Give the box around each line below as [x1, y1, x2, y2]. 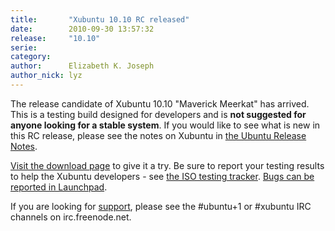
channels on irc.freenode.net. [10, 211, 132, 223]
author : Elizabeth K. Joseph [10, 61, 155, 71]
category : [10, 52, 52, 62]
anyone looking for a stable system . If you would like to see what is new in [10, 119, 321, 131]
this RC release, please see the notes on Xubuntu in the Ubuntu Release [10, 129, 307, 141]
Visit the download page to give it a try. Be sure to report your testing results [10, 159, 325, 171]
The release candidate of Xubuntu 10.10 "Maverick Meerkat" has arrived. [10, 97, 310, 110]
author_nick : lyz [10, 71, 83, 81]
